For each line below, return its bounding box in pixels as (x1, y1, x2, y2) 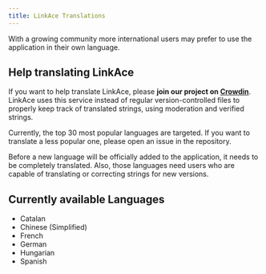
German (19, 239, 47, 249)
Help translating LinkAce (8, 66, 135, 80)
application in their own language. (8, 42, 120, 52)
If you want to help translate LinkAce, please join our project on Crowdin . (8, 87, 252, 96)
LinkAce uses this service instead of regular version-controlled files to (8, 96, 240, 105)
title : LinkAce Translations (8, 11, 106, 20)
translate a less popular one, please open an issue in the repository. (8, 137, 232, 146)
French (19, 231, 44, 241)
